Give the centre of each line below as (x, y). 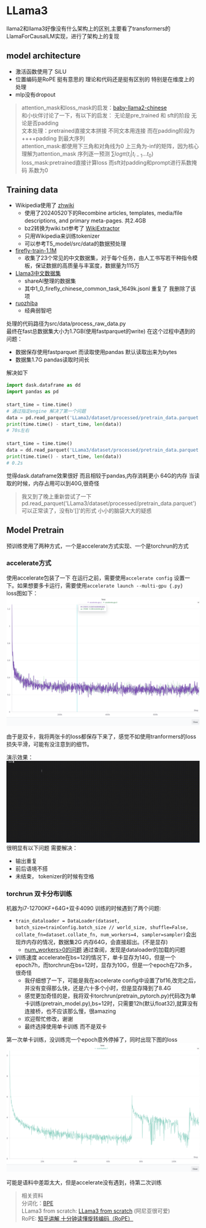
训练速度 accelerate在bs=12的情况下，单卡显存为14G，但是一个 (95, 957)
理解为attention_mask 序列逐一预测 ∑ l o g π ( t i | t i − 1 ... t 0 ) (87, 154)
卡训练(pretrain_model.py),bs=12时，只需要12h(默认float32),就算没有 (111, 1003)
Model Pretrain (35, 530)
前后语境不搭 (31, 868)
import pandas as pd (33, 392)
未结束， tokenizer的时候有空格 (55, 876)
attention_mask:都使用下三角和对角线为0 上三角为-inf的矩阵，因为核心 (110, 146)
